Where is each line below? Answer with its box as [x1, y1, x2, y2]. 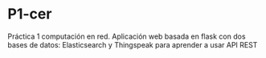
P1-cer [7, 5, 52, 23]
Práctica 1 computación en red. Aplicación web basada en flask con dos [7, 31, 246, 41]
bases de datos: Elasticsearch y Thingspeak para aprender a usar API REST [7, 39, 258, 49]
